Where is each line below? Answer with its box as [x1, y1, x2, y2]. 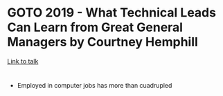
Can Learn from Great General [7, 19, 184, 35]
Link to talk [7, 57, 39, 65]
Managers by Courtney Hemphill [7, 35, 199, 50]
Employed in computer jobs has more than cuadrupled [17, 81, 172, 90]
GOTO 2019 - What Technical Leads [7, 5, 217, 21]
